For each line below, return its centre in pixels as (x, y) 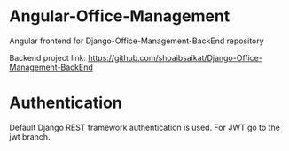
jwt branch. (30, 136)
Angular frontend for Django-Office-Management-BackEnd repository (137, 41)
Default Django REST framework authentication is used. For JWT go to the (145, 127)
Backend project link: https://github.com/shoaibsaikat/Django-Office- (136, 57)
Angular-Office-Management (120, 16)
